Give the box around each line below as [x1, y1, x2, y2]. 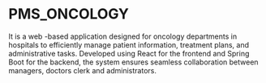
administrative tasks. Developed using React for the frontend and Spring [8, 48, 250, 58]
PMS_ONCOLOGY [8, 5, 130, 23]
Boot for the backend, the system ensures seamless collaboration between [8, 57, 259, 67]
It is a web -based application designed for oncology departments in [8, 31, 238, 41]
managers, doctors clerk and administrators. [8, 65, 157, 75]
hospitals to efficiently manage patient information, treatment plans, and [8, 39, 250, 49]
